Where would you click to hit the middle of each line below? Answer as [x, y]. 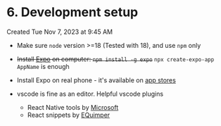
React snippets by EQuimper [69, 115]
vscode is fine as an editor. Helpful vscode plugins [90, 94]
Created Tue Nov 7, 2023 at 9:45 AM [60, 32]
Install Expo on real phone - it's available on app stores [96, 80]
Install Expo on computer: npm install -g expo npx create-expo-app [115, 59]
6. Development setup [72, 12]
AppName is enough [43, 66]
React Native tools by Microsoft [73, 107]
